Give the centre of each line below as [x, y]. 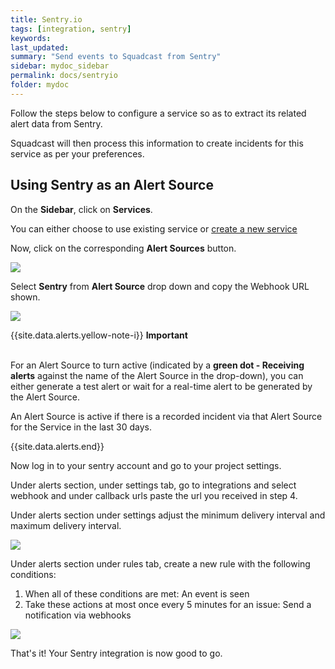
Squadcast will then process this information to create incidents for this [157, 143]
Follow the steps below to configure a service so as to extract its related [158, 113]
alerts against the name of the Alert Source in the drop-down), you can [157, 375]
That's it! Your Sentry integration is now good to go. [116, 653]
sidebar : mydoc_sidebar [60, 66]
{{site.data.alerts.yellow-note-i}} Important [99, 335]
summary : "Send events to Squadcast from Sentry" [116, 57]
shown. [25, 297]
